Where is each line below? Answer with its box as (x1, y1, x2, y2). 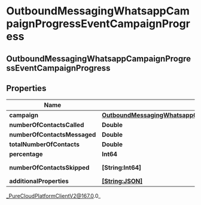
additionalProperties (9, 177, 69, 185)
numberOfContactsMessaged (9, 131, 96, 139)
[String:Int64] (101, 164, 142, 172)
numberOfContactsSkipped (9, 164, 90, 172)
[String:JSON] (101, 177, 143, 185)
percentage (9, 150, 43, 158)
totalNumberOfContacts (9, 140, 80, 149)
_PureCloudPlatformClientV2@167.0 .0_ (6, 192, 101, 200)
